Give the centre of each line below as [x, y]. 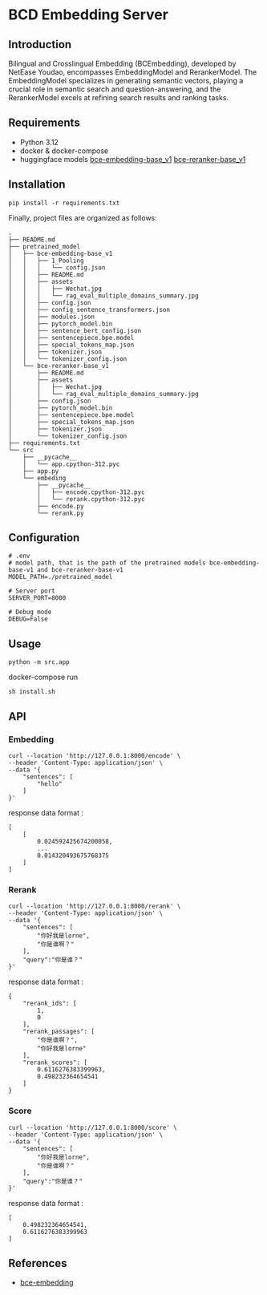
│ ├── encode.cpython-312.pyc [91, 492]
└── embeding [44, 478]
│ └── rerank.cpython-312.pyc [91, 499]
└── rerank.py [61, 513]
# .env [19, 556]
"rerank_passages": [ [59, 1032]
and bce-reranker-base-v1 [81, 570]
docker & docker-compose [64, 151]
